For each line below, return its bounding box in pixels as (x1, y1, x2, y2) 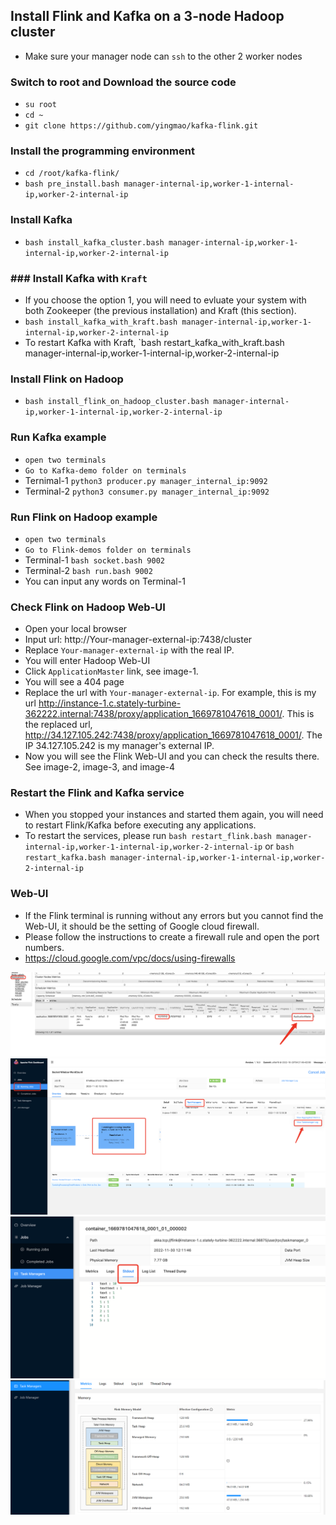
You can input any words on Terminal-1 (24, 575, 186, 587)
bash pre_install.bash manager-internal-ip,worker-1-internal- (24, 179, 295, 189)
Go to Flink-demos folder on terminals (24, 545, 192, 555)
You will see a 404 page (24, 676, 125, 688)
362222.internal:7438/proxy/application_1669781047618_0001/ (24, 708, 283, 720)
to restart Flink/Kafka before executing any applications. (24, 819, 257, 831)
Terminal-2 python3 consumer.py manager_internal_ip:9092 (24, 485, 270, 497)
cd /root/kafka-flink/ (24, 169, 120, 179)
